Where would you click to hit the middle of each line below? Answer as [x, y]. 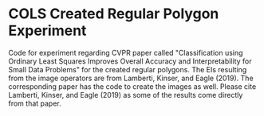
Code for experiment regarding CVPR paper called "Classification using [126, 52]
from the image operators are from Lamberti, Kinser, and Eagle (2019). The [131, 78]
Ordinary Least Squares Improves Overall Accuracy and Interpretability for [130, 61]
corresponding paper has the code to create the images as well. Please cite [132, 86]
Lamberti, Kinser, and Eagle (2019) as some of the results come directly [126, 95]
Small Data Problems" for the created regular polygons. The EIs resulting [128, 69]
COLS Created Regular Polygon [114, 14]
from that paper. [35, 103]
